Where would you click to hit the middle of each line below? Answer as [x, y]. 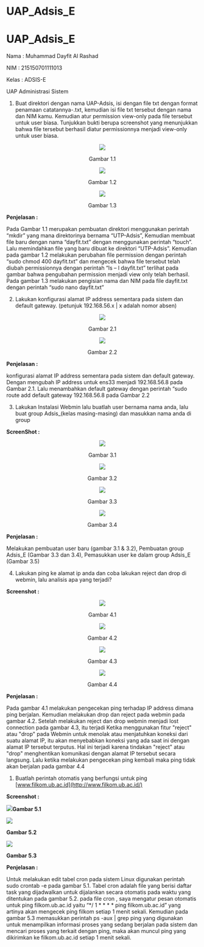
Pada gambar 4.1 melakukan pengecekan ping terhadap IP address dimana [100, 708]
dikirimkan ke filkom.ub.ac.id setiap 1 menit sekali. [69, 938]
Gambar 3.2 [102, 478]
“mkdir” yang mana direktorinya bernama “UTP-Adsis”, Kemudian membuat [101, 235]
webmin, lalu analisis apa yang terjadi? [63, 580]
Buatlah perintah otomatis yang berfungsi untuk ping [81, 778]
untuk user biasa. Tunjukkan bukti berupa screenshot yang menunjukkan [106, 123]
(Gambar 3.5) [23, 562]
